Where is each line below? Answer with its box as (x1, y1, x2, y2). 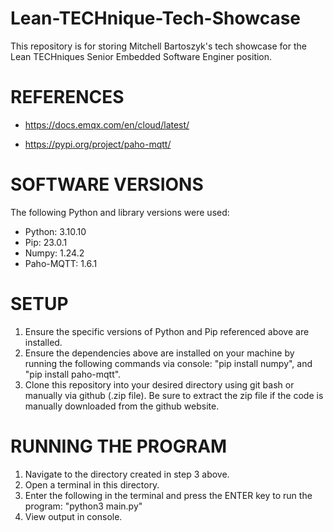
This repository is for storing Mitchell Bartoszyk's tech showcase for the (10, 40, 307, 52)
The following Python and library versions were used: (10, 206, 230, 218)
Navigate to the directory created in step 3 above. (24, 468, 230, 480)
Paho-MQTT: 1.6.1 (24, 257, 98, 269)
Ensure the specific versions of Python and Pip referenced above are (24, 325, 310, 337)
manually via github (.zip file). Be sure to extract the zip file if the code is (24, 389, 324, 401)
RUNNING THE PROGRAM (10, 435, 228, 457)
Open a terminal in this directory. (24, 478, 160, 491)
